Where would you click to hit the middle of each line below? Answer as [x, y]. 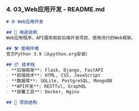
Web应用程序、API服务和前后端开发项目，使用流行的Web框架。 [71, 38]
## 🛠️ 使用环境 [22, 48]
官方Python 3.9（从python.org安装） [48, 54]
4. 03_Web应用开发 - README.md [56, 9]
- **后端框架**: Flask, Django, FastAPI [55, 70]
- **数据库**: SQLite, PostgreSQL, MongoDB [59, 81]
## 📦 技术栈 [21, 65]
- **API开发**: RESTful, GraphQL [46, 86]
